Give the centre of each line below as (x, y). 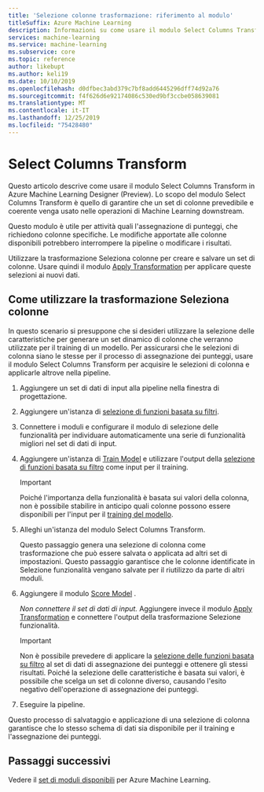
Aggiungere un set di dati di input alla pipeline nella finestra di (119, 388)
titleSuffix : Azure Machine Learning (70, 23)
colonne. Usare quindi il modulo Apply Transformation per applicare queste (130, 266)
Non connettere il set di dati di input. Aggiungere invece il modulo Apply (136, 608)
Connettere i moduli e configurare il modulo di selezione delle (119, 426)
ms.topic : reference (42, 60)
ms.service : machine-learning (58, 45)
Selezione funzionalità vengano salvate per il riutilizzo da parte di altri (132, 569)
